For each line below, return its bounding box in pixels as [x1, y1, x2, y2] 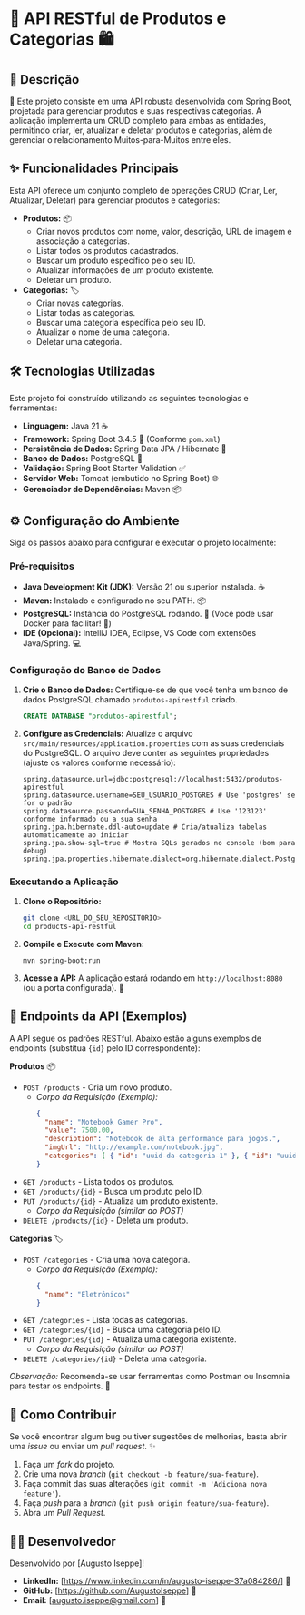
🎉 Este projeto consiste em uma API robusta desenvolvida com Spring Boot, [9, 96, 293, 106]
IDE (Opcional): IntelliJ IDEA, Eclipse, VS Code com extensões [22, 627, 257, 638]
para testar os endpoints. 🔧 [9, 1380, 111, 1391]
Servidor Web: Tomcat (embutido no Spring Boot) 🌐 [22, 472, 220, 483]
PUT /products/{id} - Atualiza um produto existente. [22, 1196, 219, 1206]
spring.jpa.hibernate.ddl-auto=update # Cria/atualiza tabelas [22, 823, 268, 832]
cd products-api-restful [22, 923, 117, 932]
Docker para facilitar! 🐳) [22, 618, 112, 629]
